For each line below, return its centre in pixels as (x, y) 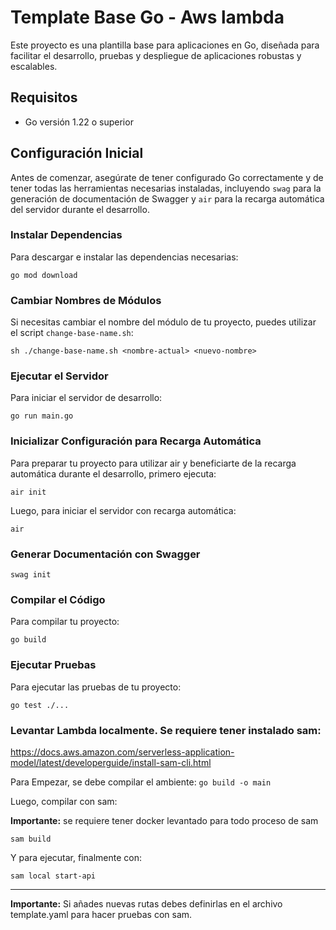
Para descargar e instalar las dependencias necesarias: (124, 257)
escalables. (34, 66)
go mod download (44, 275)
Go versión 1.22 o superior (79, 122)
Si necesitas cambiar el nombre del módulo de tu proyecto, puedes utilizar (163, 322)
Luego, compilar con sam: (64, 801)
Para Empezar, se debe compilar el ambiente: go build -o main (141, 782)
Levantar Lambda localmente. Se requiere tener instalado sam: (166, 730)
